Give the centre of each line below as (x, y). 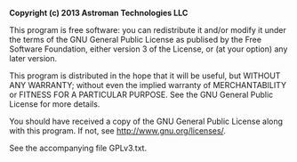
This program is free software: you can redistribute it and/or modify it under (148, 30)
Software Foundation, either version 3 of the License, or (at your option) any (148, 49)
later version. (33, 58)
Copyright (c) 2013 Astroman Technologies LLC (99, 13)
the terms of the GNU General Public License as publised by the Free (136, 40)
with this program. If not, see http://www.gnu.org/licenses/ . (118, 131)
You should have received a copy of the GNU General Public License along (146, 121)
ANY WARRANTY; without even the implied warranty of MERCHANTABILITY (148, 85)
